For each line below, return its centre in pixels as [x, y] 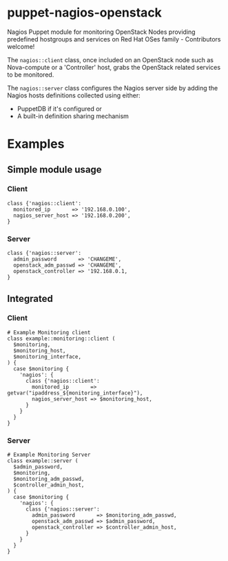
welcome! [21, 46]
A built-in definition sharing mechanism [73, 116]
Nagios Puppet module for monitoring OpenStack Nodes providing [101, 32]
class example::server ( [43, 461]
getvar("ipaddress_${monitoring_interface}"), [75, 393]
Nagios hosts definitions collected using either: [74, 95]
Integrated [30, 298]
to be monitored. [31, 75]
